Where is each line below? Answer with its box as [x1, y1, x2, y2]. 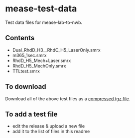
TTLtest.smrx [12, 68, 40, 74]
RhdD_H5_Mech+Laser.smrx [12, 58, 71, 64]
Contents [5, 34, 35, 42]
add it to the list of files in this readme [12, 129, 90, 135]
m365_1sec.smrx [12, 52, 47, 58]
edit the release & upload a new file [12, 123, 85, 129]
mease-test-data [5, 3, 77, 14]
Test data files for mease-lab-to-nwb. [5, 19, 83, 25]
